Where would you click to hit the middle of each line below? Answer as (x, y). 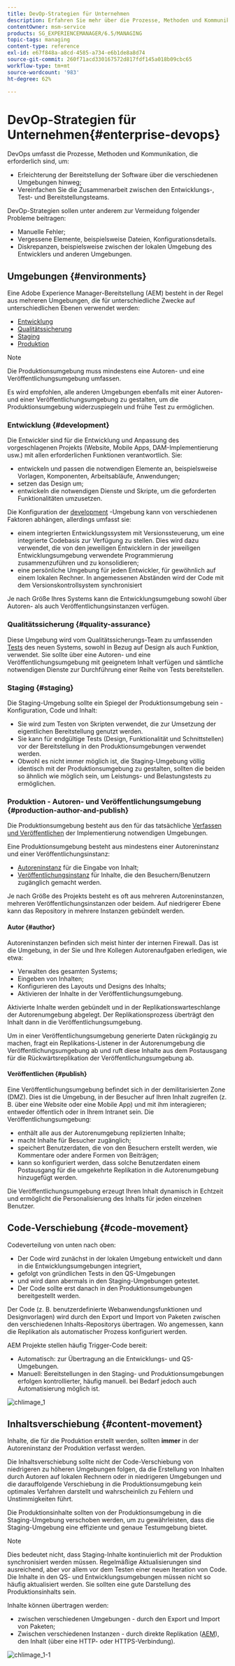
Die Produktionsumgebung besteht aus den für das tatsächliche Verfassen (115, 826)
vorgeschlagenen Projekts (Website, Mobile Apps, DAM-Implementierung (113, 448)
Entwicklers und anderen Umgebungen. (74, 254)
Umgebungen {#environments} (77, 276)
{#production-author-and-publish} (68, 810)
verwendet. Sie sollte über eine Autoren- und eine (79, 654)
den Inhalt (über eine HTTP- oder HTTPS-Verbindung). (96, 1641)
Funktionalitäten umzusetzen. (60, 499)
